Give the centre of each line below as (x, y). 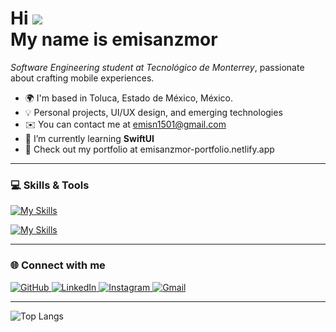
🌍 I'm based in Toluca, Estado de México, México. (128, 98)
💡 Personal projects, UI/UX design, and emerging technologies (153, 112)
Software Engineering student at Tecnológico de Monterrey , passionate (157, 67)
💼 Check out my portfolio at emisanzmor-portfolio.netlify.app (149, 149)
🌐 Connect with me (58, 265)
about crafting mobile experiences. (82, 78)
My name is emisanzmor (114, 39)
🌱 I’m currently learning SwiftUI (89, 138)
